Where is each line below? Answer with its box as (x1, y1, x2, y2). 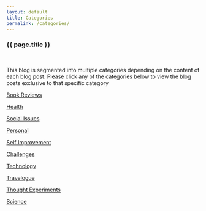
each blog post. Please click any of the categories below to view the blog (6, 73, 191, 80)
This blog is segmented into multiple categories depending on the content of (6, 66, 200, 73)
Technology (6, 162, 37, 169)
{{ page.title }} (6, 40, 51, 49)
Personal (6, 127, 29, 134)
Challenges (6, 150, 35, 158)
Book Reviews (6, 91, 42, 98)
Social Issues (6, 114, 40, 122)
